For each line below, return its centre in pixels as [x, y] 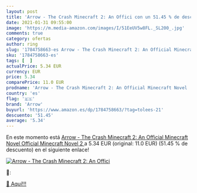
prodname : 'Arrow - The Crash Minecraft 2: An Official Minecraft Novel [97, 88]
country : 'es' [23, 93]
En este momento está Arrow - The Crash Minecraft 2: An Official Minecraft [97, 137]
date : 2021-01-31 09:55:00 [39, 22]
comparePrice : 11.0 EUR [35, 83]
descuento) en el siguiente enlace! [48, 150]
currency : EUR [23, 72]
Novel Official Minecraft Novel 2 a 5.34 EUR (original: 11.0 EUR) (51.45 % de [97, 144]
